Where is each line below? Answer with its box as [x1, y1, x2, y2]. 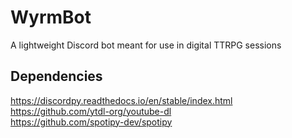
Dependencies [10, 68, 103, 85]
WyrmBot [10, 6, 92, 29]
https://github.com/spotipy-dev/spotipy [10, 116, 173, 128]
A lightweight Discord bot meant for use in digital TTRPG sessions [10, 39, 282, 51]
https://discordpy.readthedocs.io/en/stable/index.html [10, 94, 233, 106]
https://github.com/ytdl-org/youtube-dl [10, 105, 172, 117]
